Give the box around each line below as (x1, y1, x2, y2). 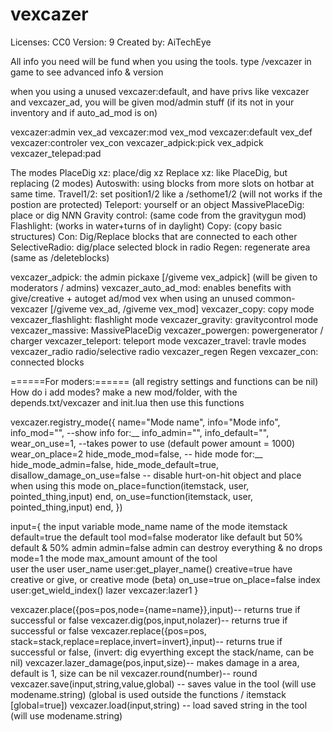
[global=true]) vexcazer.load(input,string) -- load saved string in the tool (10, 699, 308, 711)
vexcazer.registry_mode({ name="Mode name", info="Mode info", (10, 416, 281, 428)
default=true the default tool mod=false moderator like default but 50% (10, 531, 304, 543)
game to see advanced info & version (10, 66, 164, 78)
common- (254, 292, 296, 304)
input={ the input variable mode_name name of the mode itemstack (10, 520, 288, 532)
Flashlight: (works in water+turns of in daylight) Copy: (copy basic (10, 219, 283, 232)
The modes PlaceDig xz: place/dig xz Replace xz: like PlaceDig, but (10, 166, 288, 178)
